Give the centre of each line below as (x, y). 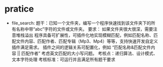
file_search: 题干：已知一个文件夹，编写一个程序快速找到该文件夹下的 (81, 23)
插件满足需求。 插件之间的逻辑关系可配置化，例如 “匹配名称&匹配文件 (81, 47)
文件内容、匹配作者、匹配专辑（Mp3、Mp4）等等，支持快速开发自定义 (87, 41)
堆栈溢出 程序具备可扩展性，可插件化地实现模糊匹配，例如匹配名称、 (85, 35)
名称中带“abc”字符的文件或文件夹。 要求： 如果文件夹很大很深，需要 (85, 29)
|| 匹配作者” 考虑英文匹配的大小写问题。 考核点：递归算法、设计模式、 (88, 53)
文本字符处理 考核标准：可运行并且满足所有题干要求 (63, 59)
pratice (19, 9)
